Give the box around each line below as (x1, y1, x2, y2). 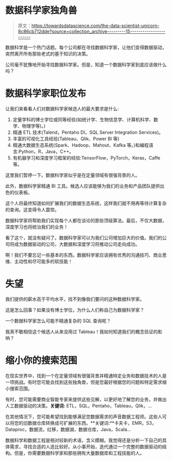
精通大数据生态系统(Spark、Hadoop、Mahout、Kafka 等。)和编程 (12, 142, 149, 148)
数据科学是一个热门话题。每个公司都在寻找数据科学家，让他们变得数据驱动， (5, 44, 167, 50)
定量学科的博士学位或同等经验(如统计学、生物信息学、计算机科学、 (12, 116, 154, 123)
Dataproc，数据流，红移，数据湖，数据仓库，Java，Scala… (5, 426, 132, 432)
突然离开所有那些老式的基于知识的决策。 (5, 51, 91, 57)
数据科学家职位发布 (5, 88, 87, 100)
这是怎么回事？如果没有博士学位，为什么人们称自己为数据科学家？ (5, 307, 144, 313)
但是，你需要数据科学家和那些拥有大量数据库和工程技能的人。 (14, 450, 144, 456)
